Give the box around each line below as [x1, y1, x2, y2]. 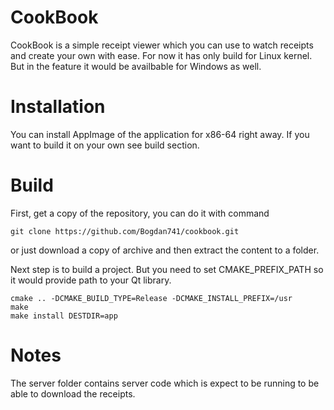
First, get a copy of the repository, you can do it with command [10, 207, 270, 219]
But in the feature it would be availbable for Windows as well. [10, 60, 262, 72]
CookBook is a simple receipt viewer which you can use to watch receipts [10, 39, 314, 51]
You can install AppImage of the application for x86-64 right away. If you [10, 128, 310, 140]
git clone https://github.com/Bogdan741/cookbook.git [10, 226, 240, 236]
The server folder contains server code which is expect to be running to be [10, 377, 320, 389]
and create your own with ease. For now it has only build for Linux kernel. [10, 49, 313, 61]
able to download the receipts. [10, 387, 136, 400]
